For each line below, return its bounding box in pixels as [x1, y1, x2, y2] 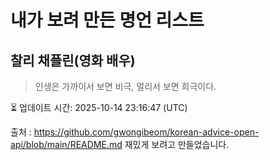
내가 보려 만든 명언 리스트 [10, 9, 205, 32]
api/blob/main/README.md [10, 139, 123, 150]
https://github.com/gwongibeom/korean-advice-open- [33, 126, 260, 138]
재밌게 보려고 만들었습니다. [124, 139, 230, 150]
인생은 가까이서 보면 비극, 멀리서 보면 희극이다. [34, 81, 217, 92]
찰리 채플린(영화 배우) [10, 52, 136, 69]
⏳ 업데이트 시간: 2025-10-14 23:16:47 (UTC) [10, 102, 188, 113]
